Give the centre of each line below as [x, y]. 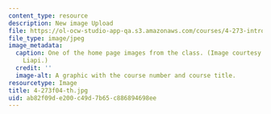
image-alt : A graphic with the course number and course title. [126, 75]
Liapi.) [35, 61]
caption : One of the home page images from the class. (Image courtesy [139, 53]
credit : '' [34, 68]
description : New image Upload [61, 23]
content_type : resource [48, 16]
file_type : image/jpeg [46, 38]
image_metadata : [35, 46]
